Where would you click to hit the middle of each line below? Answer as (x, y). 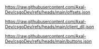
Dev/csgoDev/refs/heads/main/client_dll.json (49, 27)
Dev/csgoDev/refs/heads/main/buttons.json (48, 41)
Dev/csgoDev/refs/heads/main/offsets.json (48, 12)
